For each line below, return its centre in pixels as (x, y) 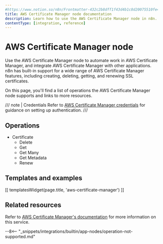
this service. (17, 222)
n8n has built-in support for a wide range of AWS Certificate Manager (75, 71)
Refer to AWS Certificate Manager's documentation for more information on (81, 217)
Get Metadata (33, 158)
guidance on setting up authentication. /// (47, 110)
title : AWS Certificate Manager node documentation (58, 14)
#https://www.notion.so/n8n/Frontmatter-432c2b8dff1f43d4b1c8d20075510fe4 (82, 9)
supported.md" (20, 236)
